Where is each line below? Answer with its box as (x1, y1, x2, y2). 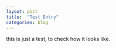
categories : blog (6, 19, 49, 25)
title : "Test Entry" (6, 14, 59, 20)
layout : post (6, 8, 38, 15)
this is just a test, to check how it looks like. (6, 36, 111, 43)
